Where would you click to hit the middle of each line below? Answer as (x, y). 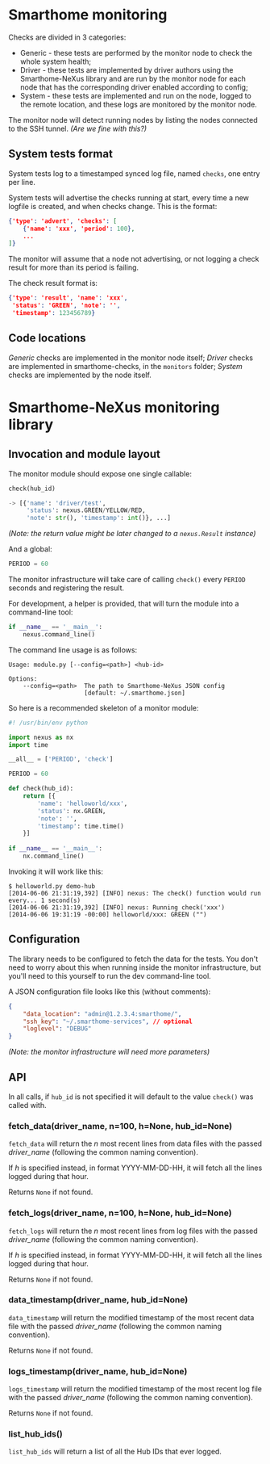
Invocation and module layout (85, 454)
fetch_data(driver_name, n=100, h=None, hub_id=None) (120, 1126)
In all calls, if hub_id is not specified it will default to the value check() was (131, 1097)
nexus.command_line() (59, 634)
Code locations (47, 338)
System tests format (60, 154)
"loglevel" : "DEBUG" (57, 1029)
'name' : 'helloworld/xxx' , (83, 803)
